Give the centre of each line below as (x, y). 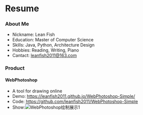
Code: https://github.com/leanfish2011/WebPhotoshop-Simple (75, 101)
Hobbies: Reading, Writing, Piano (46, 50)
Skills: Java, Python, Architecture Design (53, 45)
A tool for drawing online (37, 91)
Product (15, 68)
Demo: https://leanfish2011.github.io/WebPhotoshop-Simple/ (73, 96)
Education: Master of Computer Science (53, 40)
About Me (17, 24)
